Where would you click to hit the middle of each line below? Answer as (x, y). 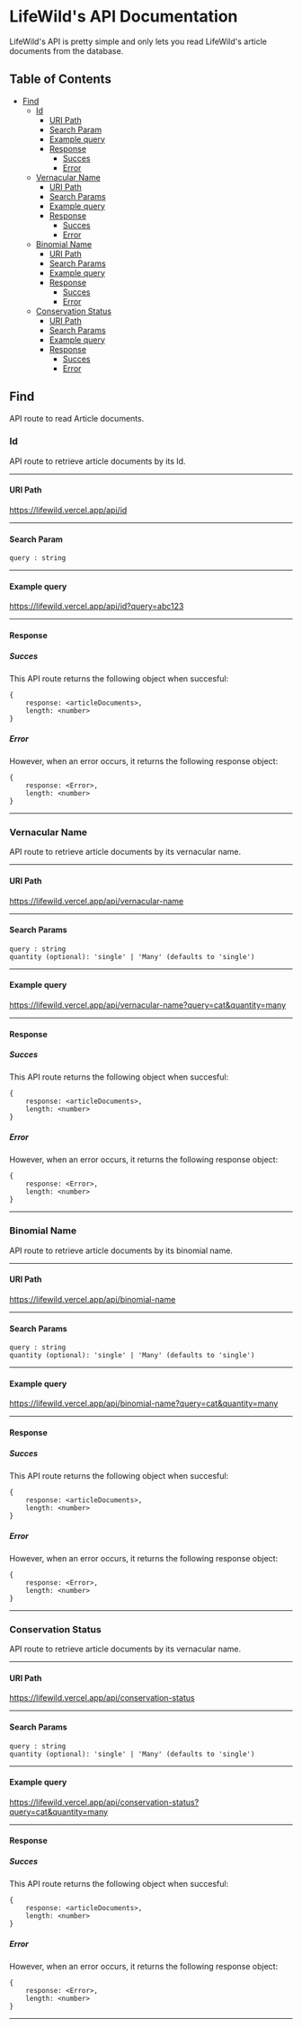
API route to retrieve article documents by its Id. (98, 461)
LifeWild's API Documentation (124, 17)
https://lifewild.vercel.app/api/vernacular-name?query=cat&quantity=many (148, 1005)
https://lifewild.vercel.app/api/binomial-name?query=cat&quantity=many (144, 1403)
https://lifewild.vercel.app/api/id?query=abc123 (97, 606)
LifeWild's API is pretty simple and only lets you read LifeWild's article (138, 41)
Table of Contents (61, 80)
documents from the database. (67, 50)
